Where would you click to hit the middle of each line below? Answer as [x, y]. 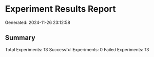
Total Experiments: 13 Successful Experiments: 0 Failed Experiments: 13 [77, 49]
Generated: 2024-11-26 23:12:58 [38, 22]
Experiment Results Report [60, 9]
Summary [20, 38]
